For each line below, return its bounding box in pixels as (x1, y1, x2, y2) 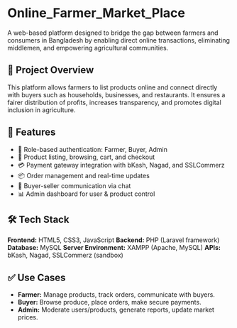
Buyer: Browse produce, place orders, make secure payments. (17, 298, 202, 307)
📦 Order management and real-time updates (17, 171, 150, 180)
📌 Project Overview (7, 64, 94, 76)
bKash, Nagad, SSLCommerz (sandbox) (7, 251, 124, 260)
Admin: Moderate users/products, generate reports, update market (17, 305, 215, 314)
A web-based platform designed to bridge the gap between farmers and (7, 28, 219, 37)
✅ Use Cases (7, 271, 66, 283)
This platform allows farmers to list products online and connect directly (7, 83, 218, 92)
